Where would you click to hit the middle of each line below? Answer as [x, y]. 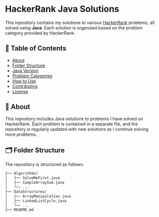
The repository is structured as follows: [45, 165]
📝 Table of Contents [36, 48]
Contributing [25, 86]
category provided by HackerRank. [40, 33]
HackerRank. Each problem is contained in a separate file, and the [72, 124]
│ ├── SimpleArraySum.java [35, 183]
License [20, 91]
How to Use [24, 81]
